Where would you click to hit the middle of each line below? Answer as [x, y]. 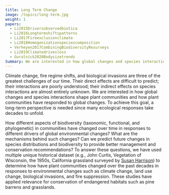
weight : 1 [16, 19]
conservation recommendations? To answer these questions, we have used [83, 150]
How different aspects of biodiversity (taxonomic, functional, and [72, 123]
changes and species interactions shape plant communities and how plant [82, 97]
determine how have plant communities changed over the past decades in [82, 166]
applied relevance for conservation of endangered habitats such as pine [80, 182]
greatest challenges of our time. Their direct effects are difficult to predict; [82, 81]
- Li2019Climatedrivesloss [38, 52]
